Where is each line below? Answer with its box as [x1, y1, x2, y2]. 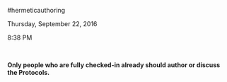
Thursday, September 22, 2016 [7, 20, 98, 28]
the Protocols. [7, 69, 50, 76]
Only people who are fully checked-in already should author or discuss [7, 61, 221, 69]
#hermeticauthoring [7, 6, 66, 14]
